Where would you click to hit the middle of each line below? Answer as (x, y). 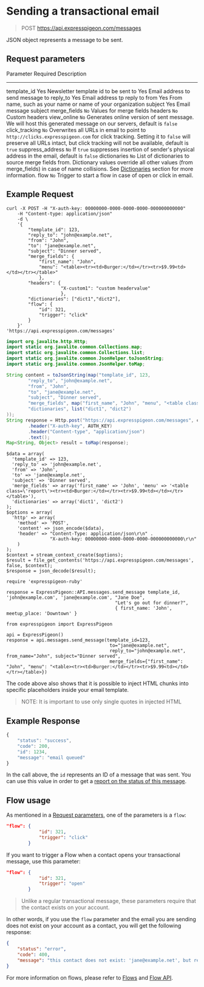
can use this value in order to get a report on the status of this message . (97, 781)
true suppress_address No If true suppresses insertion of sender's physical (100, 149)
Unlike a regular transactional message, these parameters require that (108, 901)
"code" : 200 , (34, 746)
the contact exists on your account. (65, 907)
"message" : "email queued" (51, 758)
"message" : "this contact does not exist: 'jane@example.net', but (104, 960)
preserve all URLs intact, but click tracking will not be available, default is (98, 143)
